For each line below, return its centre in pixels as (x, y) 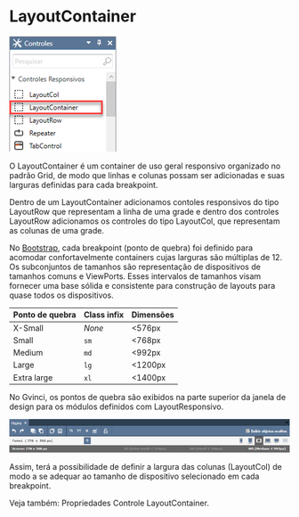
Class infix (104, 315)
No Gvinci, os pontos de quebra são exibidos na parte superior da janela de (148, 398)
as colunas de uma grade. (57, 230)
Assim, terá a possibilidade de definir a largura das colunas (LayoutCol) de (145, 466)
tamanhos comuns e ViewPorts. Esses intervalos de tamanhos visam (135, 276)
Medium (28, 353)
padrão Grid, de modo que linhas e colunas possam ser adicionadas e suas (147, 175)
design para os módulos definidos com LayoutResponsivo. (117, 406)
